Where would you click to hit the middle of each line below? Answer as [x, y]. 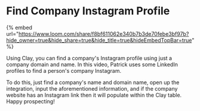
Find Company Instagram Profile [88, 11]
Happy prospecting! [30, 101]
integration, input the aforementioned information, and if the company [92, 88]
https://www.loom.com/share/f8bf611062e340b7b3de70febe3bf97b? [104, 33]
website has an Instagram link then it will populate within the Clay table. [94, 95]
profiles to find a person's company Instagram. [64, 70]
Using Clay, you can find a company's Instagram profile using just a [89, 58]
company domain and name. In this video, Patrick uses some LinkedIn [92, 64]
